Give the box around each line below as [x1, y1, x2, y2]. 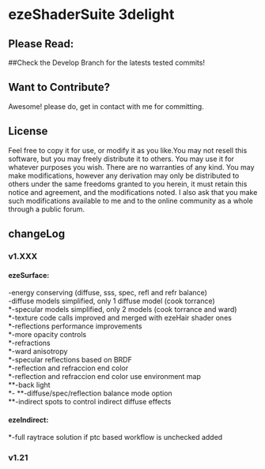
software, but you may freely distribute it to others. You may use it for [8, 154, 235, 163]
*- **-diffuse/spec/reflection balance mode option [8, 388, 172, 398]
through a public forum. [8, 204, 85, 214]
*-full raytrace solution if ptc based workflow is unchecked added [8, 433, 223, 442]
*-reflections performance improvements [8, 321, 142, 331]
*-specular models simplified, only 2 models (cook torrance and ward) [8, 305, 237, 314]
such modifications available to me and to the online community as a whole [8, 196, 253, 205]
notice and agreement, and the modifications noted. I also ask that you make [8, 187, 258, 197]
